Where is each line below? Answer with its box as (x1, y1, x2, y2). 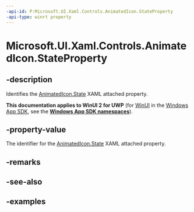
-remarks (6, 157, 41, 167)
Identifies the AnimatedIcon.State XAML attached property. (6, 90, 148, 97)
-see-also (6, 177, 43, 187)
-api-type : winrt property (6, 14, 72, 20)
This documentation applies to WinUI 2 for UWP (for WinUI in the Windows (6, 102, 188, 109)
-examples (6, 197, 46, 207)
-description (6, 75, 52, 85)
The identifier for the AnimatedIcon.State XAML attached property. (6, 140, 166, 147)
